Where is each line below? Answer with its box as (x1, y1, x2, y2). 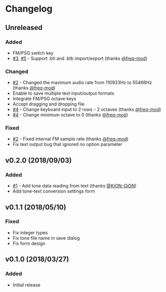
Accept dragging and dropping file (12, 101, 85, 107)
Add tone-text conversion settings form (12, 188, 95, 194)
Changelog (5, 3, 53, 15)
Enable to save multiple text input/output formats (12, 90, 115, 96)
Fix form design (12, 240, 46, 246)
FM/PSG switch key (12, 50, 54, 56)
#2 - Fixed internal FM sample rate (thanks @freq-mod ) (12, 136, 129, 142)
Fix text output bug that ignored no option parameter (12, 141, 122, 148)
